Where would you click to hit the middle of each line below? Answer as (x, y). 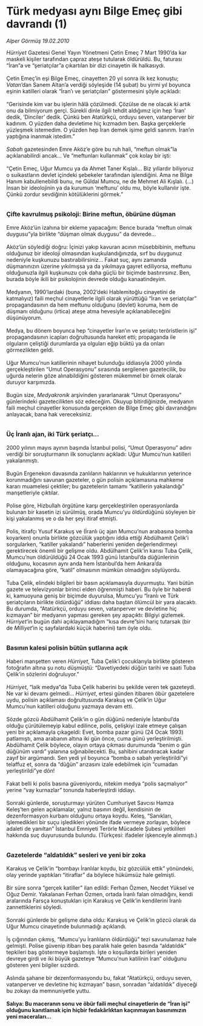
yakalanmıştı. (23, 460)
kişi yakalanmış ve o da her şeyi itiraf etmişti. (62, 518)
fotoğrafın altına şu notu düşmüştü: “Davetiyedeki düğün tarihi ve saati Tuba (101, 667)
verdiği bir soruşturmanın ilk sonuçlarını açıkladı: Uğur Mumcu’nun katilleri (98, 454)
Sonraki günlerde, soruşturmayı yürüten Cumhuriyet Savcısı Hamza (90, 803)
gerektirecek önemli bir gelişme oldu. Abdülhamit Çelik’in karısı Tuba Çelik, (99, 550)
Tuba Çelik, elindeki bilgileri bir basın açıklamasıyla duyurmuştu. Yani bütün (100, 582)
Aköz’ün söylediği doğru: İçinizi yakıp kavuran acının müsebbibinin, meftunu (101, 247)
